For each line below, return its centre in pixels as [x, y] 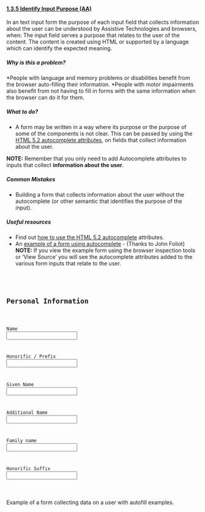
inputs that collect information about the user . [65, 165]
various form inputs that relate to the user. [68, 264]
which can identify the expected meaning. [59, 49]
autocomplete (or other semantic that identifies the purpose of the [99, 201]
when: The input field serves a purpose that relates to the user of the [93, 35]
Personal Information [47, 301]
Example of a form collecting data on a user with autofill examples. [90, 502]
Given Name [20, 385]
